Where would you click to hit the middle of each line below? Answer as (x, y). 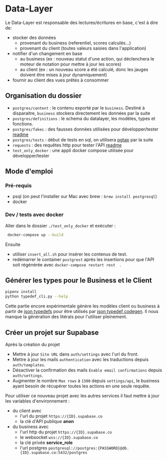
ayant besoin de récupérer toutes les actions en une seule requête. (81, 386)
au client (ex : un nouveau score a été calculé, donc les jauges (84, 69)
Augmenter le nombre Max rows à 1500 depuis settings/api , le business (86, 380)
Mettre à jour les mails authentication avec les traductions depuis (80, 359)
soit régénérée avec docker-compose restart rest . (67, 264)
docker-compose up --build (35, 235)
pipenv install (21, 292)
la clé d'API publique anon (47, 421)
